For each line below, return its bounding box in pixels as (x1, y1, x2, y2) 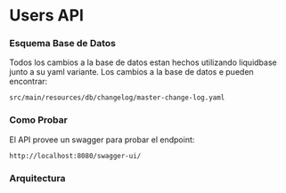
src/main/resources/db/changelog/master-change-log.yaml (9, 93, 225, 102)
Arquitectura (9, 172, 66, 184)
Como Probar (9, 114, 69, 126)
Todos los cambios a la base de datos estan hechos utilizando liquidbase (9, 57, 278, 68)
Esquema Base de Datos (9, 37, 117, 50)
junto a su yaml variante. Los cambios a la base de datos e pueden (9, 67, 254, 77)
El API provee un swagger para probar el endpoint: (9, 134, 195, 145)
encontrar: (9, 76, 48, 87)
